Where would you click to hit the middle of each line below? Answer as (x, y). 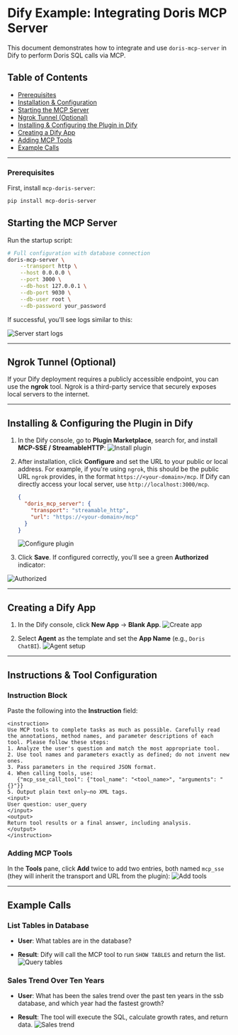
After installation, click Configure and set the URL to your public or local (123, 462)
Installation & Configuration (57, 102)
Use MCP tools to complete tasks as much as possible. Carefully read (114, 730)
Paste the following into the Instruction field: (73, 710)
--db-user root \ (46, 299)
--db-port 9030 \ (46, 292)
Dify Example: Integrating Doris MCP (117, 13)
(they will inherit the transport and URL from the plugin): (89, 876)
